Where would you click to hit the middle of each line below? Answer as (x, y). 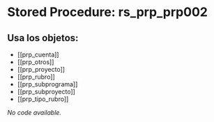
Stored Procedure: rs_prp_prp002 (107, 12)
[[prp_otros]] (36, 62)
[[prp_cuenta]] (38, 54)
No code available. (34, 113)
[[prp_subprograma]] (47, 84)
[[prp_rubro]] (36, 77)
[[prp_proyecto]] (41, 69)
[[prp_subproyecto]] (46, 92)
